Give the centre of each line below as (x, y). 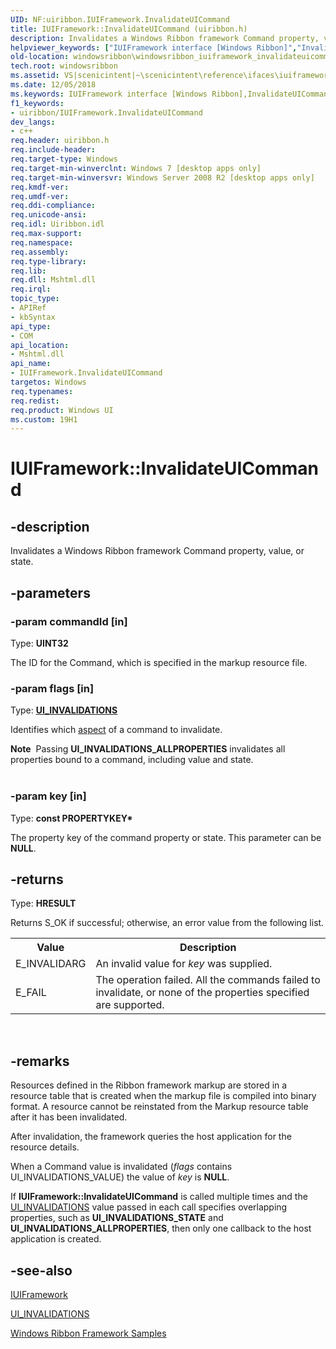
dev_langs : (33, 122)
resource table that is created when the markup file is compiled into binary (163, 1096)
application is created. (56, 1239)
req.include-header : (53, 150)
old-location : (40, 57)
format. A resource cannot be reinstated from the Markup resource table (159, 1107)
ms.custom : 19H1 (44, 419)
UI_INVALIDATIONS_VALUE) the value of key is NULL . (120, 1177)
